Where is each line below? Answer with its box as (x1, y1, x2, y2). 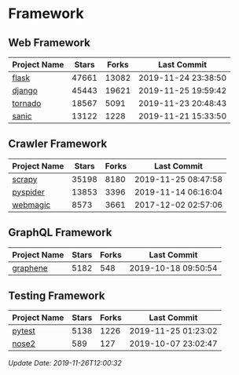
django (12, 86, 38, 96)
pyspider (12, 186, 45, 197)
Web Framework (8, 36, 90, 49)
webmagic (12, 199, 51, 210)
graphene (12, 262, 49, 273)
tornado (12, 98, 42, 108)
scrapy (12, 173, 38, 184)
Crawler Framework (8, 137, 108, 151)
